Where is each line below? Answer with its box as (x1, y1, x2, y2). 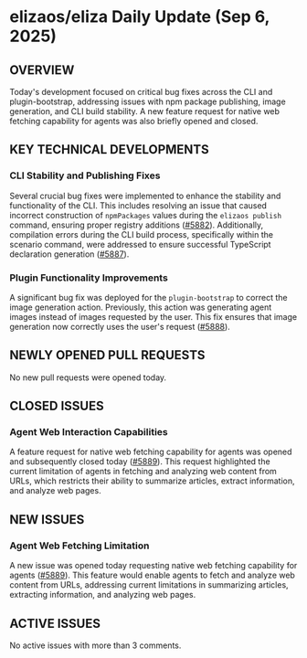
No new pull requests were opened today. (9, 372, 167, 383)
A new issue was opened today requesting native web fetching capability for (9, 560, 298, 571)
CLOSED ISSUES (9, 398, 104, 414)
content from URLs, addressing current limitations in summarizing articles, (9, 579, 290, 590)
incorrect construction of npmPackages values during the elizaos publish (9, 209, 281, 220)
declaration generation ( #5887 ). (9, 249, 130, 260)
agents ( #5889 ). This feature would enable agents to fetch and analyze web (9, 569, 295, 581)
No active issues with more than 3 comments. (9, 640, 182, 651)
